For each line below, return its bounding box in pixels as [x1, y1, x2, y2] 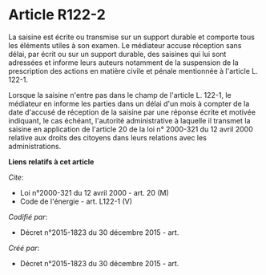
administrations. [8, 141, 62, 151]
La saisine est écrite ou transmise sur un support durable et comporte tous [8, 32, 255, 42]
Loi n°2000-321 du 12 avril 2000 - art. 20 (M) [19, 188, 170, 197]
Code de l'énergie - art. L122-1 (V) [19, 196, 133, 206]
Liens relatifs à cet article [8, 156, 95, 166]
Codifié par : [8, 212, 48, 221]
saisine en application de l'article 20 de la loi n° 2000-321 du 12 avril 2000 [8, 124, 254, 134]
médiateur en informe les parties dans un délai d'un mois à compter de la [8, 99, 250, 108]
